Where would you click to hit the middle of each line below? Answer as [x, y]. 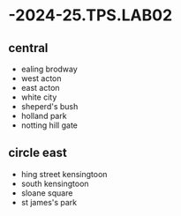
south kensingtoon [55, 183]
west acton [41, 78]
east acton [40, 88]
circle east [38, 153]
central [28, 48]
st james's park [49, 202]
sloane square [47, 193]
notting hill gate [49, 125]
